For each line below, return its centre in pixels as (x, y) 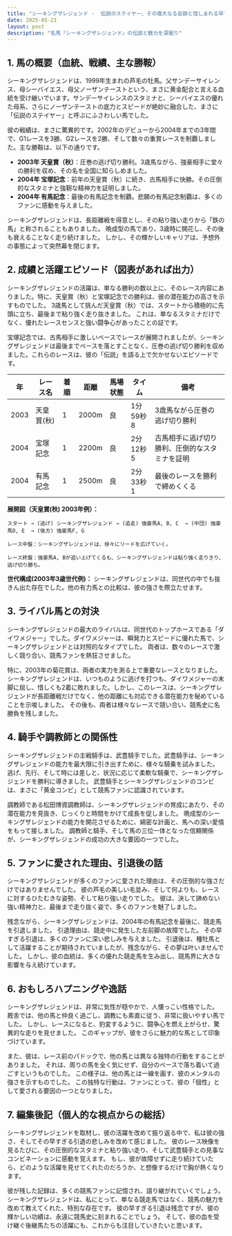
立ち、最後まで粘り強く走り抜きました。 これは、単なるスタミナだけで (120, 314)
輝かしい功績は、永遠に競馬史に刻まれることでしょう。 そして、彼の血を (110, 1217)
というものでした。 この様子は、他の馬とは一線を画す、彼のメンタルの (120, 1073)
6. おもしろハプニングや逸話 (67, 988)
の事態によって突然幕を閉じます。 (55, 246)
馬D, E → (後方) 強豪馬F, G (46, 530)
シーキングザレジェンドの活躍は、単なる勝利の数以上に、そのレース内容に (113, 287)
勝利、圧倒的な (179, 448)
